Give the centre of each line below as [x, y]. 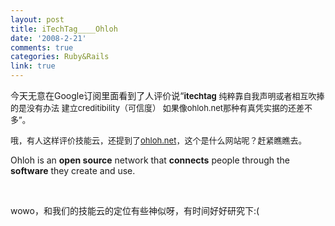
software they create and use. [73, 170]
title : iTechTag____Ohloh [64, 29]
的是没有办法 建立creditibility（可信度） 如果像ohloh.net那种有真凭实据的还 [153, 107]
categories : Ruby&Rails [60, 57]
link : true [33, 66]
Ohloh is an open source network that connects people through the [150, 160]
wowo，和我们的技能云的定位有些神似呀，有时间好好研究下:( [135, 210]
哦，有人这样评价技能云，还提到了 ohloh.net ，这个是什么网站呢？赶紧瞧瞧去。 [158, 140]
